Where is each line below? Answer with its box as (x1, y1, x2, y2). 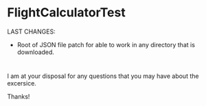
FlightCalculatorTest (7, 5, 126, 21)
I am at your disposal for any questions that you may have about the (7, 72, 199, 80)
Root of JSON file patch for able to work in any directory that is (16, 40, 196, 49)
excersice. (7, 79, 36, 88)
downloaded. (16, 48, 55, 56)
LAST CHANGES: (7, 27, 56, 36)
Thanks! (7, 92, 30, 101)
